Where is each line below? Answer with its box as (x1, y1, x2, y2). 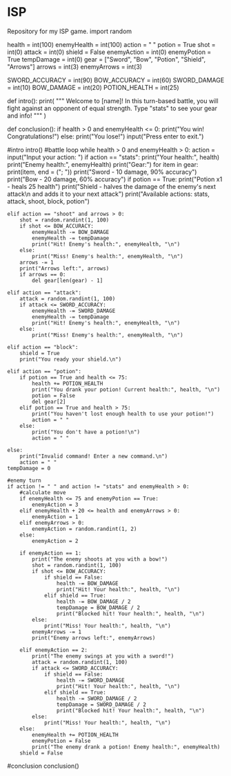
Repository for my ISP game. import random (7, 27, 132, 35)
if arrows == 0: (19, 271, 67, 278)
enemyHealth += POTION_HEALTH (32, 731, 119, 738)
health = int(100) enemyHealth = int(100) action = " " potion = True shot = (7, 40, 216, 48)
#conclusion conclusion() (7, 761, 79, 770)
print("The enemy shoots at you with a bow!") (32, 555, 168, 563)
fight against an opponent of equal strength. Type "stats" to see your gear (7, 104, 217, 112)
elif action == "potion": (7, 368, 81, 375)
